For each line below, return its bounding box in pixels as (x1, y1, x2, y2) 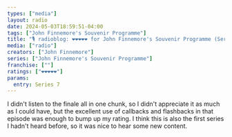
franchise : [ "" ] (7, 62, 54, 68)
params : (7, 74, 30, 82)
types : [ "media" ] (7, 10, 57, 17)
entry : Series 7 (13, 81, 60, 88)
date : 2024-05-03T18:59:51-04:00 (7, 23, 104, 30)
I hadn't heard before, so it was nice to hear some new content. (7, 122, 188, 130)
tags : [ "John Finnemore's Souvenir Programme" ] (7, 29, 147, 37)
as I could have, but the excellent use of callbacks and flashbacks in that (7, 107, 214, 116)
